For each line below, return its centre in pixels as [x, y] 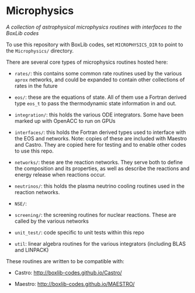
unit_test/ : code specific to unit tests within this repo [79, 232]
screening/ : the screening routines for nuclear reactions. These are [95, 215]
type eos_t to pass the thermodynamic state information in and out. [95, 103]
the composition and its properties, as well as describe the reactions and [102, 168]
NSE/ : [21, 204]
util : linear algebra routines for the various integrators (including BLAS [100, 243]
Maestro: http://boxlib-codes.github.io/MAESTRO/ [75, 284]
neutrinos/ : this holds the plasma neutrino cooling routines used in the [100, 186]
